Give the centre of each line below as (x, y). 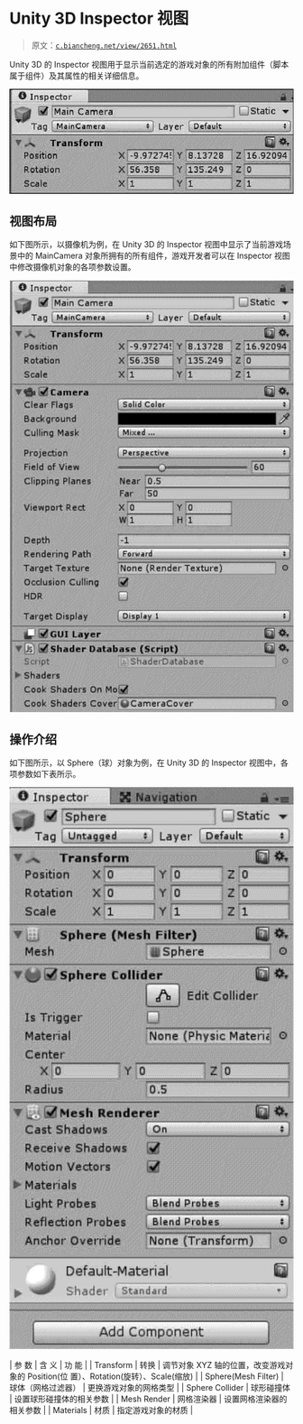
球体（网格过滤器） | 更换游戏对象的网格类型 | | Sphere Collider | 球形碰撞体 (150, 1387)
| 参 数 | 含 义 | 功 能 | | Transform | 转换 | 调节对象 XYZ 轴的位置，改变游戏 (147, 1364)
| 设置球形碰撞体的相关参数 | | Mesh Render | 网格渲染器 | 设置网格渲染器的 (148, 1399)
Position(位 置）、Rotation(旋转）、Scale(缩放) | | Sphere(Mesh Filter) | (155, 1376)
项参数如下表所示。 (45, 774)
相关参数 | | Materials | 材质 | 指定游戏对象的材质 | (101, 1410)
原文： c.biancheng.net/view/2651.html (104, 45)
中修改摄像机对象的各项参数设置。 (73, 267)
